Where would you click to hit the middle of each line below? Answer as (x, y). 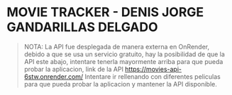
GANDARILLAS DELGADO (82, 27)
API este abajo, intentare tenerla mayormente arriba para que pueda (123, 61)
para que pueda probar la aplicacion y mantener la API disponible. (121, 84)
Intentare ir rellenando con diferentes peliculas (153, 76)
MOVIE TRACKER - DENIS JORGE (105, 12)
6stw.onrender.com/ (54, 76)
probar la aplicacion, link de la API (73, 69)
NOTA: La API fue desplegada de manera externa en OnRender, (117, 46)
